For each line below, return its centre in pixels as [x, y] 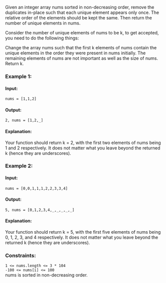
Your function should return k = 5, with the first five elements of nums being [83, 232]
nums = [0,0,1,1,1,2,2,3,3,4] [37, 188]
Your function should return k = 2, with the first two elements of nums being [83, 142]
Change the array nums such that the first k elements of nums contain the [81, 48]
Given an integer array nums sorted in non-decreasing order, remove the [80, 7]
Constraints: [21, 255]
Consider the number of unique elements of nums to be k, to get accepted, [82, 33]
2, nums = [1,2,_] [24, 121]
